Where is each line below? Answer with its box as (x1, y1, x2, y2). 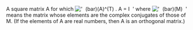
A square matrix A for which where (6, 6, 151, 12)
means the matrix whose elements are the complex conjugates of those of (6, 12, 187, 18)
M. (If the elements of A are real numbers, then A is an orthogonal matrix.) (6, 18, 185, 24)
